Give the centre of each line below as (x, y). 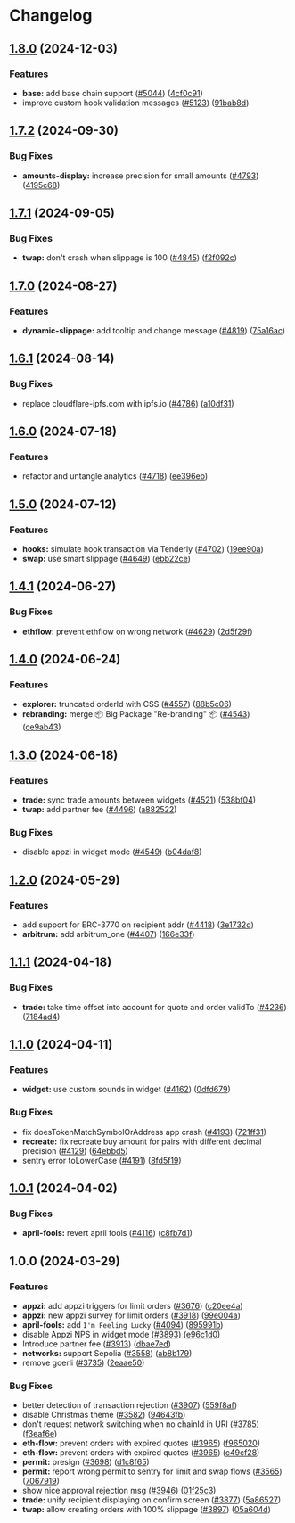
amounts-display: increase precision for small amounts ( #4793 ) (140, 176)
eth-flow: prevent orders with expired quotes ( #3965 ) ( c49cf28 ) (141, 1453)
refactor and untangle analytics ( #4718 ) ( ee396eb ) (115, 476)
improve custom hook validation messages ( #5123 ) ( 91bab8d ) (135, 103)
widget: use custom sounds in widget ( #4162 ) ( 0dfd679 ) (127, 1090)
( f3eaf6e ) (40, 1434)
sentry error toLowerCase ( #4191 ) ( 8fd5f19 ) (102, 1160)
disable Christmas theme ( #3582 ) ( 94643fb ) (104, 1415)
